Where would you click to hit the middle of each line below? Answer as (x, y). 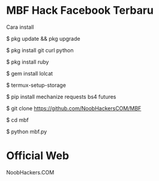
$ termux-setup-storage (36, 85)
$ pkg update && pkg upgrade (43, 38)
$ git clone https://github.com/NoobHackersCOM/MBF (74, 108)
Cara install (20, 27)
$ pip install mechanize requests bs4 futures (61, 96)
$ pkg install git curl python (40, 50)
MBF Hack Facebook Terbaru (80, 10)
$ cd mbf (17, 120)
